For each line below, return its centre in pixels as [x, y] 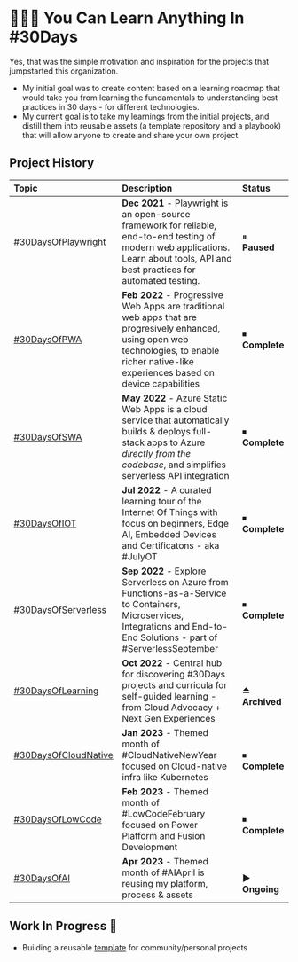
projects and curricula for [175, 684]
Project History [52, 163]
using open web [155, 339]
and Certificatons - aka [171, 545]
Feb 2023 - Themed [165, 791]
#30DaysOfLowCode [58, 819]
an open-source [156, 214]
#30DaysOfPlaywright [60, 241]
